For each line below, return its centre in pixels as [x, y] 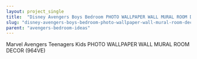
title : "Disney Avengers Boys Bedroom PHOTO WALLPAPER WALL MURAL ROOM [97, 17]
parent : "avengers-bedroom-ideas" [48, 28]
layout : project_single [35, 11]
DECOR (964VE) [26, 51]
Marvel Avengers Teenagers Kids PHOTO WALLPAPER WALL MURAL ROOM [98, 44]
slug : [13, 22]
